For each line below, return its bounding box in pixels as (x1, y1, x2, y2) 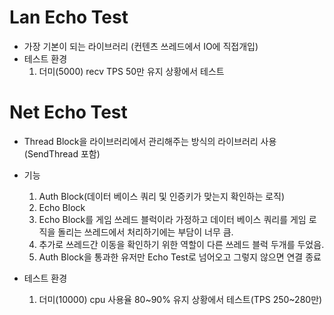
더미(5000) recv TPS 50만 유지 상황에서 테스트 (38, 65, 225, 77)
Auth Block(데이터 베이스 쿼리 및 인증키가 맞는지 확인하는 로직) (38, 190, 286, 202)
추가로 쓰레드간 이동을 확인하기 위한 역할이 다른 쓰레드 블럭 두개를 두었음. (38, 238, 325, 250)
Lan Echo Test (9, 6, 129, 29)
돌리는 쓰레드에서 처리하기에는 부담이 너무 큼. (57, 226, 234, 238)
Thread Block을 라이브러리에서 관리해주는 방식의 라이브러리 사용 (23, 135, 277, 147)
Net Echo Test (9, 101, 128, 124)
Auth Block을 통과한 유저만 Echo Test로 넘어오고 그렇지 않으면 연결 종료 (38, 251, 322, 263)
